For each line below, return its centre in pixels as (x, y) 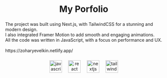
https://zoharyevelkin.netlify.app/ (39, 51)
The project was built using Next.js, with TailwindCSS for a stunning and (79, 24)
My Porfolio (84, 9)
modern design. (21, 30)
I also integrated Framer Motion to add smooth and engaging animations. (80, 35)
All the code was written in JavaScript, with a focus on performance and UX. (84, 40)
